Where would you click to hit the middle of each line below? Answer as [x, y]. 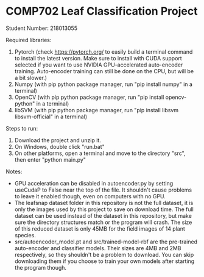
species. [25, 235]
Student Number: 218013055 [41, 28]
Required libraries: [29, 40]
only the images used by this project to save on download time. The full [104, 209]
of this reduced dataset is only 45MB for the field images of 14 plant [100, 228]
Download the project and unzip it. [58, 140]
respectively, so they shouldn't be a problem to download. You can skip [104, 254]
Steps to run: [22, 128]
